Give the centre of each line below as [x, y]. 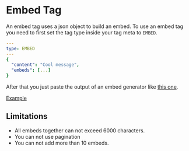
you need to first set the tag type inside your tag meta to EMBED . [82, 32]
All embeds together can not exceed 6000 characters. [80, 130]
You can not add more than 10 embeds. [62, 143]
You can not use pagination [47, 136]
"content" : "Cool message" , [45, 65]
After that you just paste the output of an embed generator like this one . [92, 87]
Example [17, 98]
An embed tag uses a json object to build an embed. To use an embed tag [95, 26]
